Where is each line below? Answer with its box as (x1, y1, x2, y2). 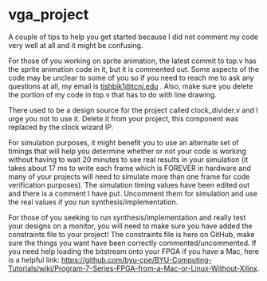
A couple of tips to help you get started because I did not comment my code (8, 32, 259, 42)
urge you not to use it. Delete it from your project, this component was (8, 113, 239, 123)
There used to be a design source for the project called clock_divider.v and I (8, 105, 259, 115)
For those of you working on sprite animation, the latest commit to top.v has (8, 56, 257, 65)
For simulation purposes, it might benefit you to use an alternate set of (8, 137, 239, 147)
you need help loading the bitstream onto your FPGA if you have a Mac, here (8, 246, 260, 256)
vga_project (8, 6, 89, 24)
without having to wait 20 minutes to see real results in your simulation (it (8, 154, 249, 164)
